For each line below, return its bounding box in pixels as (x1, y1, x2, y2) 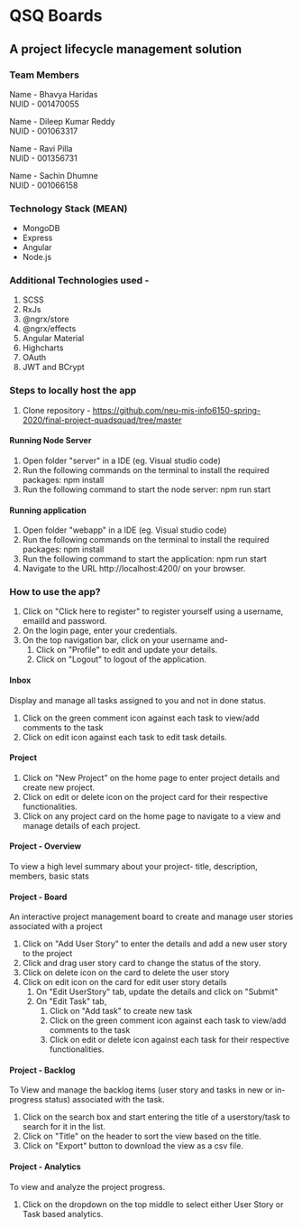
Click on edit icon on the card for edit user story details (22, 977, 227, 988)
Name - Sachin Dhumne (9, 170, 99, 181)
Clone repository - (22, 405, 91, 415)
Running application (9, 505, 87, 516)
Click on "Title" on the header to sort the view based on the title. (22, 1130, 261, 1142)
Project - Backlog (9, 1065, 76, 1075)
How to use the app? (9, 586, 101, 599)
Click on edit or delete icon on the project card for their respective (22, 791, 269, 802)
